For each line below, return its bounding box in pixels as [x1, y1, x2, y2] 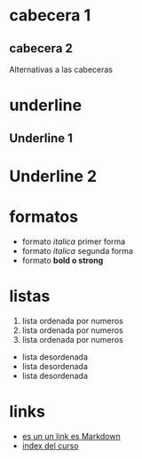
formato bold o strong [21, 255, 104, 265]
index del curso [21, 440, 79, 451]
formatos [9, 206, 78, 226]
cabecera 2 [9, 41, 74, 56]
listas [9, 286, 51, 306]
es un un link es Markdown [21, 431, 122, 441]
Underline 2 [9, 166, 98, 186]
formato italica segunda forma [21, 245, 133, 256]
